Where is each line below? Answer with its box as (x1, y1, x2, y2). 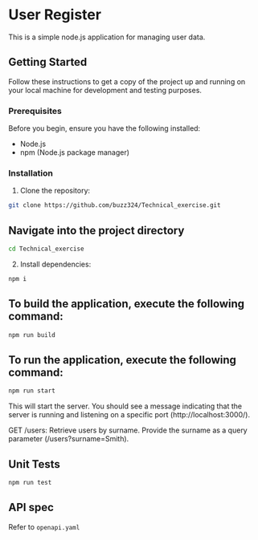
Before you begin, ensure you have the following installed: (8, 124, 201, 133)
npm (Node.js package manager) (19, 148, 130, 157)
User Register (8, 6, 102, 24)
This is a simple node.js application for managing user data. (8, 32, 206, 42)
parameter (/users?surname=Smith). (8, 434, 129, 444)
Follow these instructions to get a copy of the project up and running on (8, 76, 246, 86)
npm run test (8, 478, 52, 486)
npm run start (8, 387, 56, 395)
